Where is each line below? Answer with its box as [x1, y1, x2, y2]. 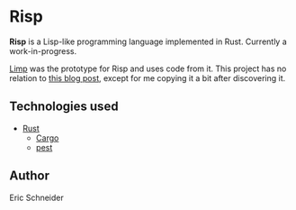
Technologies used [9, 99, 119, 114]
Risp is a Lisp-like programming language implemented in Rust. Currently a [9, 36, 288, 47]
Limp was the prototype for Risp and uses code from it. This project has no [9, 63, 287, 74]
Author [9, 169, 49, 184]
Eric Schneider [9, 192, 65, 203]
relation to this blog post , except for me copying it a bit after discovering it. [9, 72, 286, 83]
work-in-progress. [9, 45, 77, 56]
